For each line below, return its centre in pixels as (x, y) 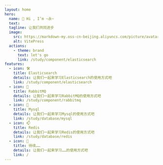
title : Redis (27, 127)
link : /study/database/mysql (43, 118)
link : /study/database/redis (43, 137)
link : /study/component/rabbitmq (47, 101)
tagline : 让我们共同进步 (32, 28)
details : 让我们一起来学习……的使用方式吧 (51, 150)
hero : (10, 14)
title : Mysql (27, 110)
